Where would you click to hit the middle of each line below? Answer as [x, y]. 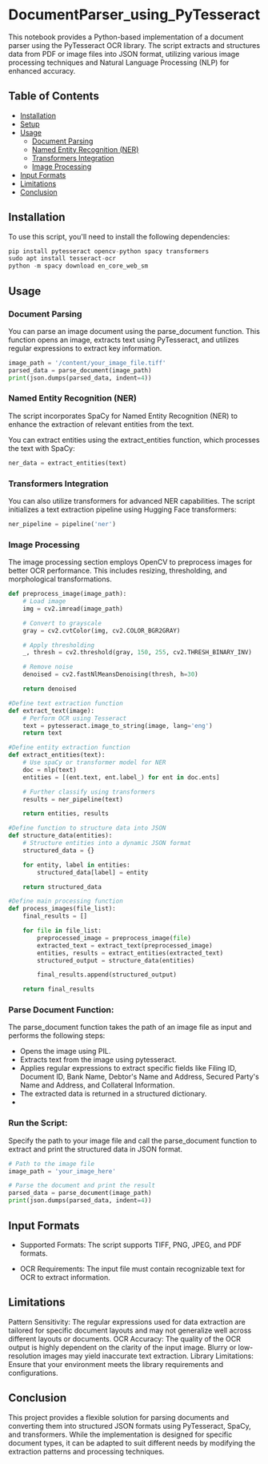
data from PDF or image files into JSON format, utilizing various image [124, 54]
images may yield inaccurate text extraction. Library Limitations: [148, 1356]
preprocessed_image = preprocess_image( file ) [114, 938]
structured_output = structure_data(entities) [116, 960]
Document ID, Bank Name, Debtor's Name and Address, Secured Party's [140, 1077]
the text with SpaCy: [42, 448]
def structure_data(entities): [60, 836]
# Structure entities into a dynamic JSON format [107, 843]
